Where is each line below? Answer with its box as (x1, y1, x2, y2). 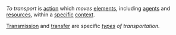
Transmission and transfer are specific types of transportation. (6, 23, 161, 29)
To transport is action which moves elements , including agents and (6, 5, 171, 12)
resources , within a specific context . (6, 11, 95, 18)
